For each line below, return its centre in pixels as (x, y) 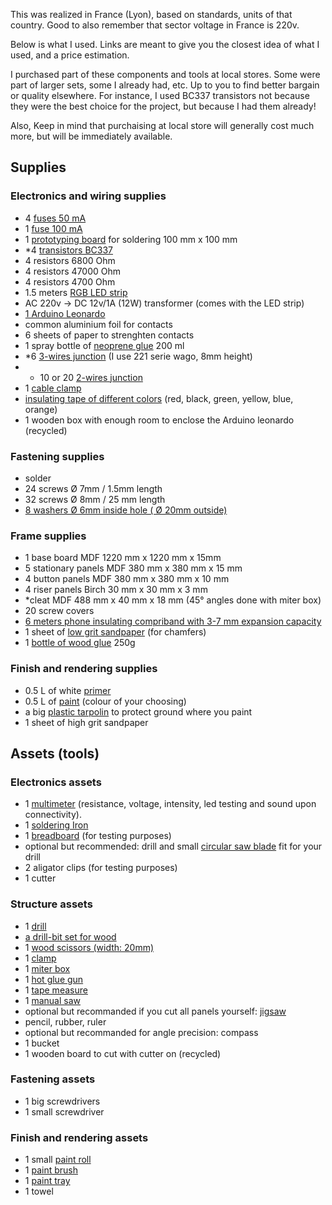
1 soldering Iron (56, 825)
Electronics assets (56, 782)
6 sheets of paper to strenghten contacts (109, 335)
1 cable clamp (53, 388)
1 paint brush (51, 1170)
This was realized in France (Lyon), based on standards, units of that (151, 14)
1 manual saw (53, 1000)
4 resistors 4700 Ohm (70, 281)
